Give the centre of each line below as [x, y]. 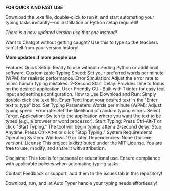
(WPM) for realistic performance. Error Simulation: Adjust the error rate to [82, 78]
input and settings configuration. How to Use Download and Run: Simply [81, 94]
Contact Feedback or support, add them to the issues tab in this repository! [84, 173]
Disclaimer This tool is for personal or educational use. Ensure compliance [83, 158]
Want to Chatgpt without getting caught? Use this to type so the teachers [82, 42]
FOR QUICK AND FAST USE [34, 7]
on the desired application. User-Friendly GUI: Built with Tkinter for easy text [85, 89]
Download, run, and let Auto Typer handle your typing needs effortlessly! [81, 183]
